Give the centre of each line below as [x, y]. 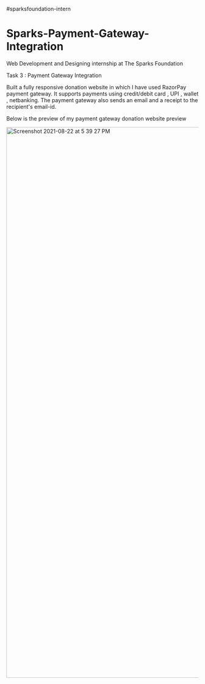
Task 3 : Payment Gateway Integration [54, 75]
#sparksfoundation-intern [39, 9]
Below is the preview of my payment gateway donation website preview [96, 118]
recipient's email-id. [31, 106]
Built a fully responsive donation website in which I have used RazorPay [96, 87]
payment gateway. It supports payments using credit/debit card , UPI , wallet [103, 94]
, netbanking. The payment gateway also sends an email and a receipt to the [102, 100]
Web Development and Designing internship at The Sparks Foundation [95, 63]
